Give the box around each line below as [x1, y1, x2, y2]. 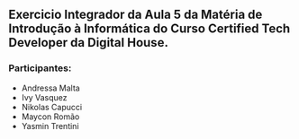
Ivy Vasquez [21, 91, 68, 102]
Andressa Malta [21, 83, 80, 93]
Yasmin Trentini [21, 120, 79, 131]
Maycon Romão [21, 111, 80, 122]
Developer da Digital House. [8, 35, 168, 50]
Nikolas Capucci [21, 101, 83, 112]
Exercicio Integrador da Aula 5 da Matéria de [8, 7, 263, 22]
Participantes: [8, 62, 72, 74]
